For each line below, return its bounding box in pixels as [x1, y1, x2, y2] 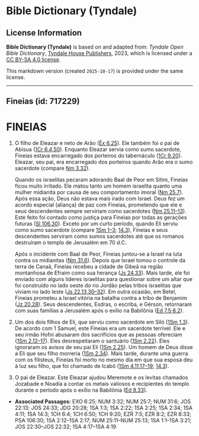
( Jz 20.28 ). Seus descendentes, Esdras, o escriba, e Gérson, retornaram [14, 301, 192, 308]
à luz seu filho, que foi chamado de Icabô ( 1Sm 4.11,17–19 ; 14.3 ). [14, 363, 169, 370]
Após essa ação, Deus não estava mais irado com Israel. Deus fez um [14, 195, 185, 202]
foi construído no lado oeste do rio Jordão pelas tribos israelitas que [14, 282, 182, 289]
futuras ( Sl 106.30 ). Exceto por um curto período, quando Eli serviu [14, 220, 178, 227]
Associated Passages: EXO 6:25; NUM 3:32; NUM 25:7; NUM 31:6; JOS [14, 398, 191, 405]
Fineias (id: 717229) [6, 96, 80, 106]
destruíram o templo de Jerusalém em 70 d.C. [14, 239, 127, 246]
